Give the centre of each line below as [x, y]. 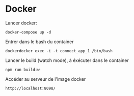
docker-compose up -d [28, 32]
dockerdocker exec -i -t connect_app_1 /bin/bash [59, 51]
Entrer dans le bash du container [39, 42]
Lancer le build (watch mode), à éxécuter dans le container [67, 60]
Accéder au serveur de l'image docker [46, 79]
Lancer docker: [21, 23]
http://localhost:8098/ [31, 88]
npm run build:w [22, 70]
